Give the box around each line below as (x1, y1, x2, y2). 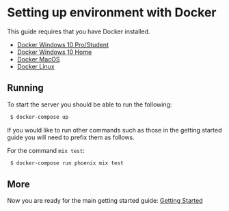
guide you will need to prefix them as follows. (7, 133, 135, 141)
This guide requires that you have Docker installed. (7, 27, 150, 36)
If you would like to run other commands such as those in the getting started (7, 126, 222, 134)
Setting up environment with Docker (7, 5, 217, 20)
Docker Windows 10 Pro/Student (16, 40, 109, 48)
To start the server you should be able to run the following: (7, 100, 172, 109)
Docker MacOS (16, 55, 60, 63)
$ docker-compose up (10, 113, 69, 120)
